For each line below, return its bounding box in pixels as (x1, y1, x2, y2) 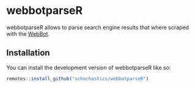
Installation (6, 48, 50, 58)
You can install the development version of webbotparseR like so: (6, 64, 171, 71)
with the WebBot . (6, 30, 50, 37)
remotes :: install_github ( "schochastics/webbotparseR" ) (6, 75, 149, 82)
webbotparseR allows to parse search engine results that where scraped (6, 24, 189, 31)
